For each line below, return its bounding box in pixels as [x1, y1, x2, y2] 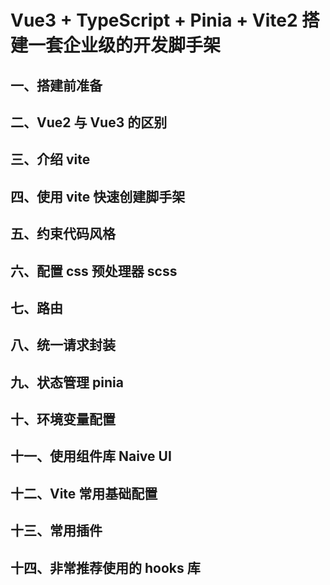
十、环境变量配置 [10, 411, 116, 428]
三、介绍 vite [10, 151, 91, 168]
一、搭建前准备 [10, 77, 103, 94]
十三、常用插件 [10, 522, 103, 540]
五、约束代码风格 [10, 226, 116, 243]
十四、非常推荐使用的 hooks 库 [10, 559, 201, 576]
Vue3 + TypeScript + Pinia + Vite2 [10, 9, 298, 32]
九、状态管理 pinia [10, 374, 124, 391]
